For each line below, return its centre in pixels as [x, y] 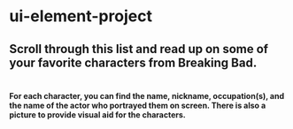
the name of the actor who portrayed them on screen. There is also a [138, 105]
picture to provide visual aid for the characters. [97, 114]
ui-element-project [81, 16]
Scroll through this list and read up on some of [139, 49]
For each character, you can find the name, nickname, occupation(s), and [147, 95]
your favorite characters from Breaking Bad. [133, 62]
